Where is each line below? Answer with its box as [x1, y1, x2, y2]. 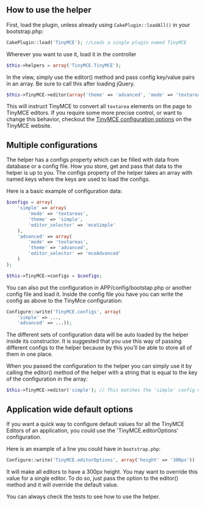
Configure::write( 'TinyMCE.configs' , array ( [6, 309, 121, 315]
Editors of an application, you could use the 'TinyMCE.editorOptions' [6, 427, 179, 434]
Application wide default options [6, 404, 133, 414]
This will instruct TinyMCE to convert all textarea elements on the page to [6, 103, 192, 110]
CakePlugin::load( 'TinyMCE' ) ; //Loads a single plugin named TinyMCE [6, 39, 187, 45]
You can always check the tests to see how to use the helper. [6, 493, 160, 500]
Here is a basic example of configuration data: [6, 188, 123, 195]
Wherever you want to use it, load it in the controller [6, 50, 137, 57]
